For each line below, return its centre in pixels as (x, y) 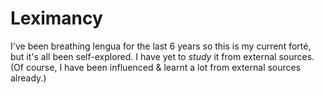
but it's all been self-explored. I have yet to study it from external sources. (162, 56)
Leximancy (56, 18)
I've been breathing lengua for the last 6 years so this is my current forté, (161, 46)
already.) (28, 78)
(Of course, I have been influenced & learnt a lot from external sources (156, 67)
